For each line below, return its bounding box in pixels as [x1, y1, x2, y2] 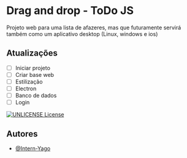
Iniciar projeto [15, 64, 51, 71]
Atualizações [6, 48, 58, 59]
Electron [15, 85, 37, 92]
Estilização [15, 77, 43, 85]
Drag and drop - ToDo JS [6, 4, 134, 18]
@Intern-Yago [15, 145, 51, 152]
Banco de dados [15, 92, 57, 99]
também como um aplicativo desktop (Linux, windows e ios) [6, 30, 158, 37]
